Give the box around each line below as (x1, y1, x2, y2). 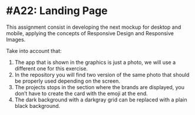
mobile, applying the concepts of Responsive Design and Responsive (6, 29, 174, 36)
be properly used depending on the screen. (14, 77, 121, 84)
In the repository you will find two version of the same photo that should (14, 71, 190, 78)
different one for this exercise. (14, 65, 88, 72)
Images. (6, 36, 26, 43)
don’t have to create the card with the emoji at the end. (14, 90, 148, 97)
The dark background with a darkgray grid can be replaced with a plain (14, 96, 187, 103)
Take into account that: (6, 47, 62, 54)
